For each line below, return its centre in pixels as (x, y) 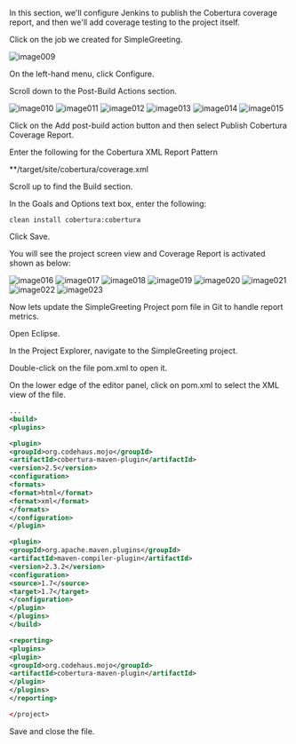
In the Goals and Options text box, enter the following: (108, 204)
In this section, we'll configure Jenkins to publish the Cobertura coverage (144, 13)
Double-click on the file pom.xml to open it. (88, 368)
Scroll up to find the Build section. (71, 186)
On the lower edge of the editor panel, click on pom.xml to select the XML (144, 385)
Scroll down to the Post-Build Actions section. (93, 91)
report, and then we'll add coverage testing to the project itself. (124, 22)
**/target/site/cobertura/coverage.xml (79, 169)
